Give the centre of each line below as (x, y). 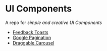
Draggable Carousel (33, 42)
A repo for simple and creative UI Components (54, 22)
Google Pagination (32, 37)
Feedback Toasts (31, 32)
